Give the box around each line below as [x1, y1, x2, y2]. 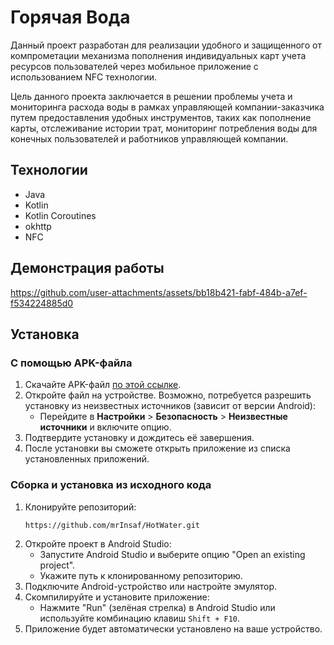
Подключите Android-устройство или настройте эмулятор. [24, 581, 278, 593]
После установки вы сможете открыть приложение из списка [24, 442, 291, 455]
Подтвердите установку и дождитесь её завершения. [24, 432, 255, 444]
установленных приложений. [24, 453, 150, 465]
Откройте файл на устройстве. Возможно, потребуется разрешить [24, 389, 312, 401]
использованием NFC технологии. [10, 71, 158, 83]
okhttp [24, 220, 52, 232]
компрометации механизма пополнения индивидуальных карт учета [10, 49, 307, 61]
